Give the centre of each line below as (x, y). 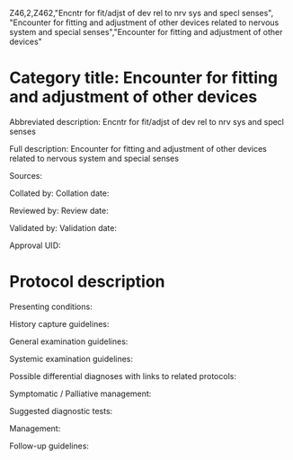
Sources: (26, 175)
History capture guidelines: (59, 323)
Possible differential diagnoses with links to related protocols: (123, 376)
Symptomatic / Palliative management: (80, 394)
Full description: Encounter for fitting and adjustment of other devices (138, 148)
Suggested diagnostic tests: (61, 411)
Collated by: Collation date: (59, 193)
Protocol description (87, 282)
